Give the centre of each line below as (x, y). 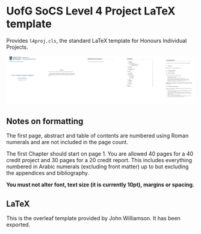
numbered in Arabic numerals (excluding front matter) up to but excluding (97, 166)
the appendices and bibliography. (48, 173)
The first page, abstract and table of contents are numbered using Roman (97, 136)
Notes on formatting (45, 121)
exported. (18, 225)
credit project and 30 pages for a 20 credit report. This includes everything (99, 160)
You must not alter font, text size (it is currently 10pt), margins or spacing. (100, 185)
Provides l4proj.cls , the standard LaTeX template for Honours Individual (97, 40)
